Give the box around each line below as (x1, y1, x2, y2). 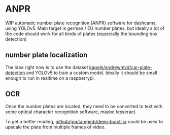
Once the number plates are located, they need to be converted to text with (5, 103, 163, 109)
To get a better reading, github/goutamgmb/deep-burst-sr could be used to (5, 118, 163, 124)
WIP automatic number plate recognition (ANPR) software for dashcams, (5, 20, 157, 26)
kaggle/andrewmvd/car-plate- (89, 64, 152, 70)
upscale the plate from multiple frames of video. (5, 124, 106, 130)
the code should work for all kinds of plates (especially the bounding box (5, 30, 158, 37)
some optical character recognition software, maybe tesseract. (5, 109, 137, 115)
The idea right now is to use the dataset (5, 64, 88, 70)
